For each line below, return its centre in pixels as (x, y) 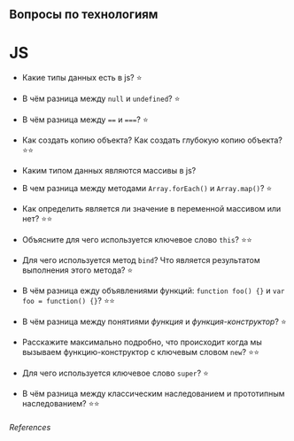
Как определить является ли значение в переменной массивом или (151, 209)
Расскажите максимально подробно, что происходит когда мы (142, 342)
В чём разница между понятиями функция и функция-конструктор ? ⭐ (154, 321)
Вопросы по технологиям (84, 15)
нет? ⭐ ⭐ (37, 219)
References (30, 427)
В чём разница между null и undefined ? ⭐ (101, 99)
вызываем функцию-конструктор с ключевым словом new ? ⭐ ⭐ (140, 352)
